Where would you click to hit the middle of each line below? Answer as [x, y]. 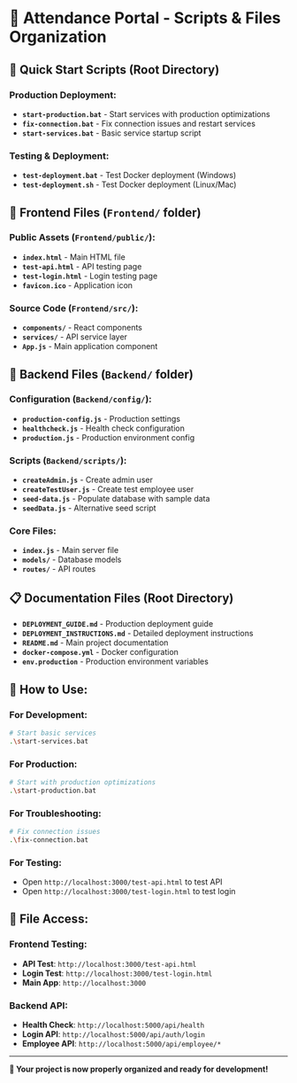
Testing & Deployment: [59, 156]
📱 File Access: [49, 919]
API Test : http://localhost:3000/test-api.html [109, 963]
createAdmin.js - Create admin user [87, 480]
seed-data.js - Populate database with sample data [116, 499]
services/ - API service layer [75, 337]
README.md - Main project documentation [95, 643]
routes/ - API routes [59, 569]
